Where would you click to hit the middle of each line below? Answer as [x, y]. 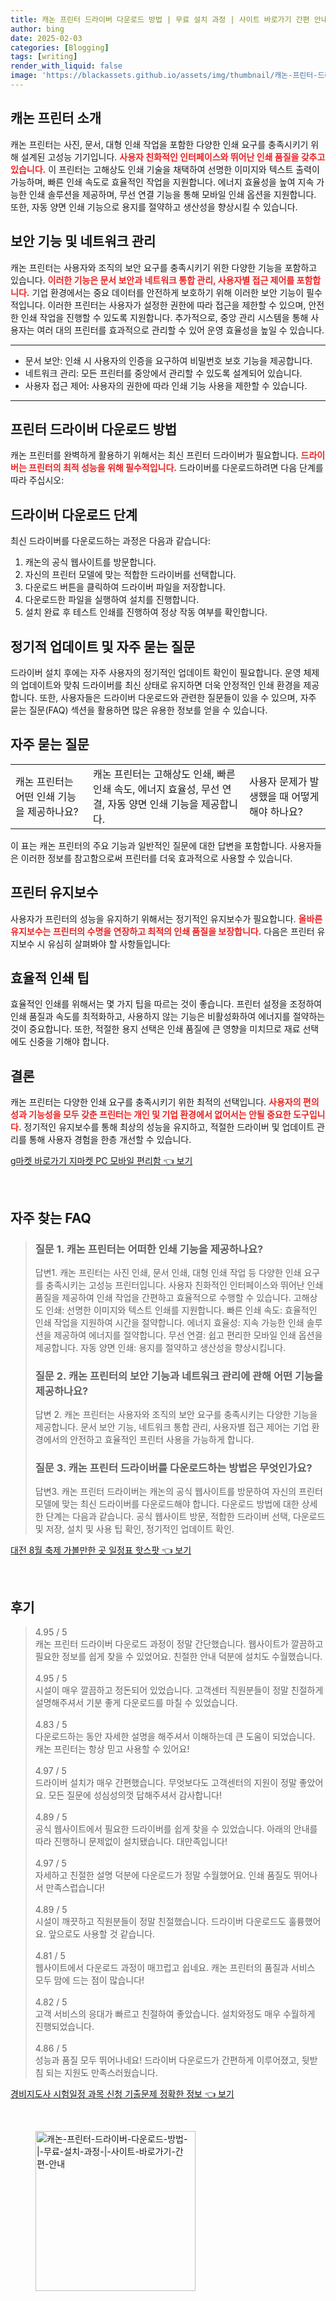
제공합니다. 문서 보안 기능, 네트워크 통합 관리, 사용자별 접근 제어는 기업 [172, 1427]
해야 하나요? [275, 811]
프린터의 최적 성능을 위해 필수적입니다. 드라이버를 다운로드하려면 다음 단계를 [176, 468]
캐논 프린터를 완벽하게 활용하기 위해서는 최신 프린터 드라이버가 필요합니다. [154, 455]
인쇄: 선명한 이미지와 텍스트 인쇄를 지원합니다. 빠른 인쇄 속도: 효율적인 [181, 1310]
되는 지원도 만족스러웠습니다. [101, 2073]
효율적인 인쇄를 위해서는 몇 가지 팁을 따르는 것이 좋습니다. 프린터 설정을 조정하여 [166, 1004]
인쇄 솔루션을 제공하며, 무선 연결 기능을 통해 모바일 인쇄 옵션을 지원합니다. [172, 194]
